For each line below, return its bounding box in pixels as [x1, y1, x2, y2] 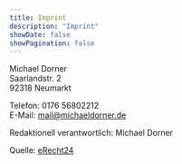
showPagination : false [9, 38, 95, 48]
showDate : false [9, 30, 71, 39]
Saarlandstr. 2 [9, 73, 62, 84]
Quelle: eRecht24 [9, 145, 74, 156]
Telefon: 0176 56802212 [9, 101, 100, 111]
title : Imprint [9, 13, 67, 23]
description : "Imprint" [9, 22, 100, 31]
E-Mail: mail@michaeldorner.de [9, 110, 127, 121]
